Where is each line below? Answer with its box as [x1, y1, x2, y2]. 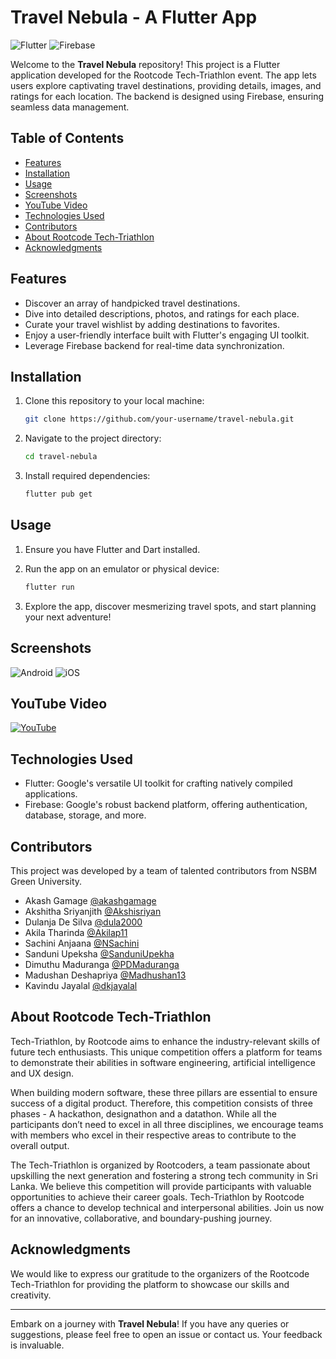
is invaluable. [10, 1339, 65, 1351]
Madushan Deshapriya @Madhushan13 [24, 969, 187, 981]
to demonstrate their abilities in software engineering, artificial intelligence [10, 1056, 316, 1068]
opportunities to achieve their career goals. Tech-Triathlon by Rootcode [10, 1191, 305, 1203]
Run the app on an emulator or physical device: [24, 562, 220, 575]
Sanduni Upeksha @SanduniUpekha [24, 947, 175, 960]
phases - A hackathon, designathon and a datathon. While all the [10, 1107, 277, 1120]
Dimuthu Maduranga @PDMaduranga [24, 958, 180, 970]
